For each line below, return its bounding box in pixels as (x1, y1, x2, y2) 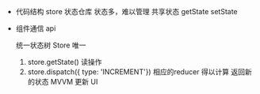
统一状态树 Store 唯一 (15, 40, 86, 50)
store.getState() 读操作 (27, 58, 102, 66)
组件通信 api (15, 24, 56, 33)
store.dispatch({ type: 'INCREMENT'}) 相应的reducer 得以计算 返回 (27, 67, 246, 77)
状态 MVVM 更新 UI (34, 77, 98, 86)
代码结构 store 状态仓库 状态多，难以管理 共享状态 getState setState (15, 7, 238, 16)
